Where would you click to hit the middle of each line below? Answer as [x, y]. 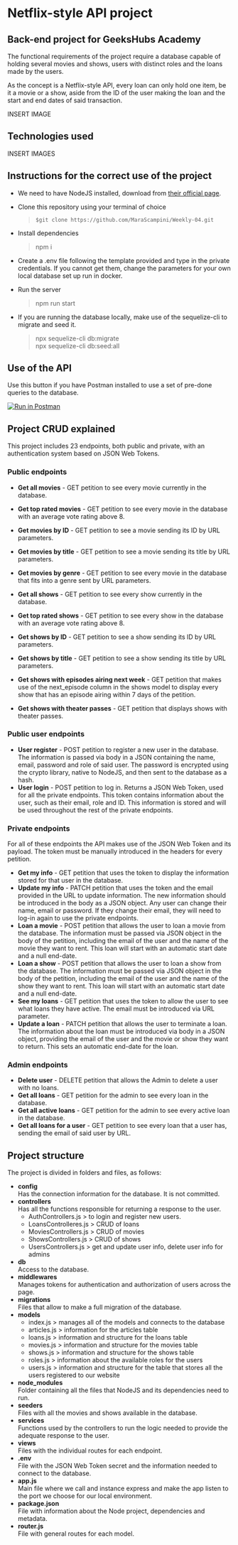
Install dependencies [48, 233]
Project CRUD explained [61, 429]
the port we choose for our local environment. [85, 1496]
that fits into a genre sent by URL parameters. [84, 580]
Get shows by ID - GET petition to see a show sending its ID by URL [117, 637]
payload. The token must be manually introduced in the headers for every [115, 851]
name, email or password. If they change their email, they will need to [119, 910]
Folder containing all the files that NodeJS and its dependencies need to [123, 1390]
